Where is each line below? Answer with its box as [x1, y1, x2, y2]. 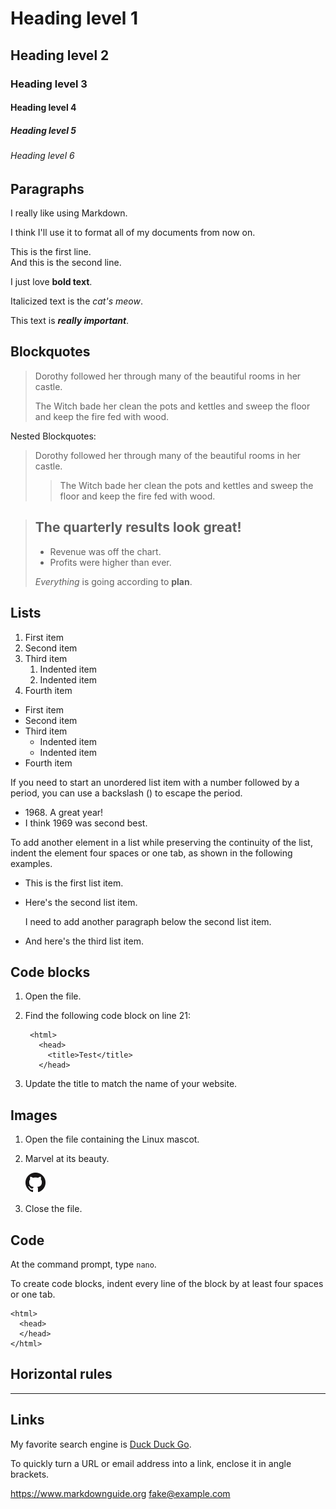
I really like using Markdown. [10, 207, 128, 219]
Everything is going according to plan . [34, 575, 193, 587]
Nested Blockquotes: [10, 430, 97, 442]
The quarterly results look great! [34, 519, 242, 536]
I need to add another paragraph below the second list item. [24, 915, 272, 927]
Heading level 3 [10, 77, 88, 91]
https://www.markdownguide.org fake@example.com [10, 1487, 231, 1499]
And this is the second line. [10, 257, 122, 269]
